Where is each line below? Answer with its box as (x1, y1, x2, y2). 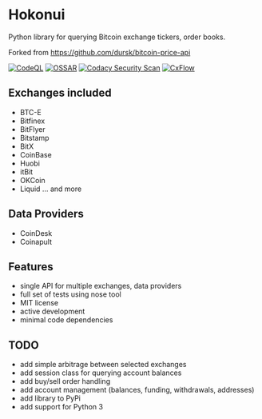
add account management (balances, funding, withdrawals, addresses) (19, 385, 255, 395)
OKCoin (19, 175, 46, 185)
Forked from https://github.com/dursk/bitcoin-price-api (8, 47, 191, 57)
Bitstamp (19, 133, 50, 142)
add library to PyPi (19, 393, 81, 403)
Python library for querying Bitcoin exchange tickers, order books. (8, 32, 226, 42)
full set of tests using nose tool (19, 289, 121, 299)
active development (19, 306, 85, 317)
